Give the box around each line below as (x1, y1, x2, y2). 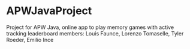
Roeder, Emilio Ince (6, 36, 54, 43)
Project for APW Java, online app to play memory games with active (6, 24, 174, 31)
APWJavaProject (6, 4, 92, 18)
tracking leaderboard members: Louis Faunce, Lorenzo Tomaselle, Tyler (6, 30, 184, 37)
